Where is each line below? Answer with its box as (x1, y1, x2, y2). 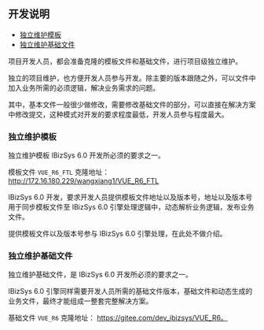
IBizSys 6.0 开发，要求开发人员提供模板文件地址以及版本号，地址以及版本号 (8, 192, 253, 202)
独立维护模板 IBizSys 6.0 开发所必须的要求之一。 (8, 150, 165, 160)
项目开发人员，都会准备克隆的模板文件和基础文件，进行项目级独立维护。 (8, 56, 242, 65)
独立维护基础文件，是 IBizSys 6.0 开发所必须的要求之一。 (8, 270, 192, 280)
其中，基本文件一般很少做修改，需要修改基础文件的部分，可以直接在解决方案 (8, 99, 256, 109)
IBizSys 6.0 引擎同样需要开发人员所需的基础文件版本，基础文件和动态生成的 (8, 287, 253, 296)
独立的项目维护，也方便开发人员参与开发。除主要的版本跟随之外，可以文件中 (8, 73, 256, 83)
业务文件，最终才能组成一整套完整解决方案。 (8, 296, 153, 306)
